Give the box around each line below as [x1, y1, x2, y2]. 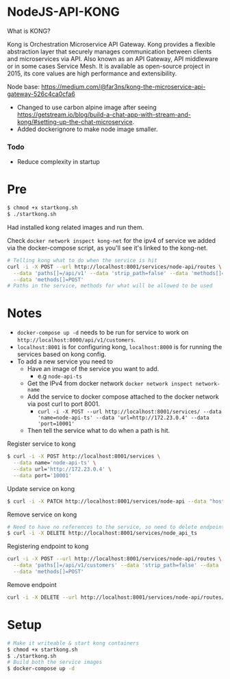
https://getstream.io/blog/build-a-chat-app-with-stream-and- [16, 110, 192, 119]
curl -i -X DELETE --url [7, 594, 78, 601]
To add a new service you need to [16, 357, 113, 366]
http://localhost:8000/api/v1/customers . [16, 335, 136, 344]
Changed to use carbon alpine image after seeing [16, 103, 157, 111]
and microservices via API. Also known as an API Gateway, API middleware [7, 54, 218, 62]
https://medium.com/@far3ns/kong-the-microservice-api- [40, 82, 206, 91]
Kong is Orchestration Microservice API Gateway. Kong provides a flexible [7, 40, 216, 48]
